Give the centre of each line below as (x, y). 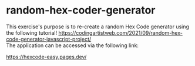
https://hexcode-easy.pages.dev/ (46, 57)
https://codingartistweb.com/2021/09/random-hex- (121, 32)
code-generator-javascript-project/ (49, 39)
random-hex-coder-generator (81, 10)
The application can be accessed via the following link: (73, 45)
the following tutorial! (32, 32)
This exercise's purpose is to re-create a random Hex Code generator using (98, 27)
